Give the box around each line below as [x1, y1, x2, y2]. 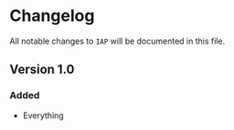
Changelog [9, 5, 95, 26]
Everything [22, 110, 64, 121]
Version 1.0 [9, 62, 75, 77]
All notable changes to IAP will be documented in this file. [9, 35, 226, 46]
